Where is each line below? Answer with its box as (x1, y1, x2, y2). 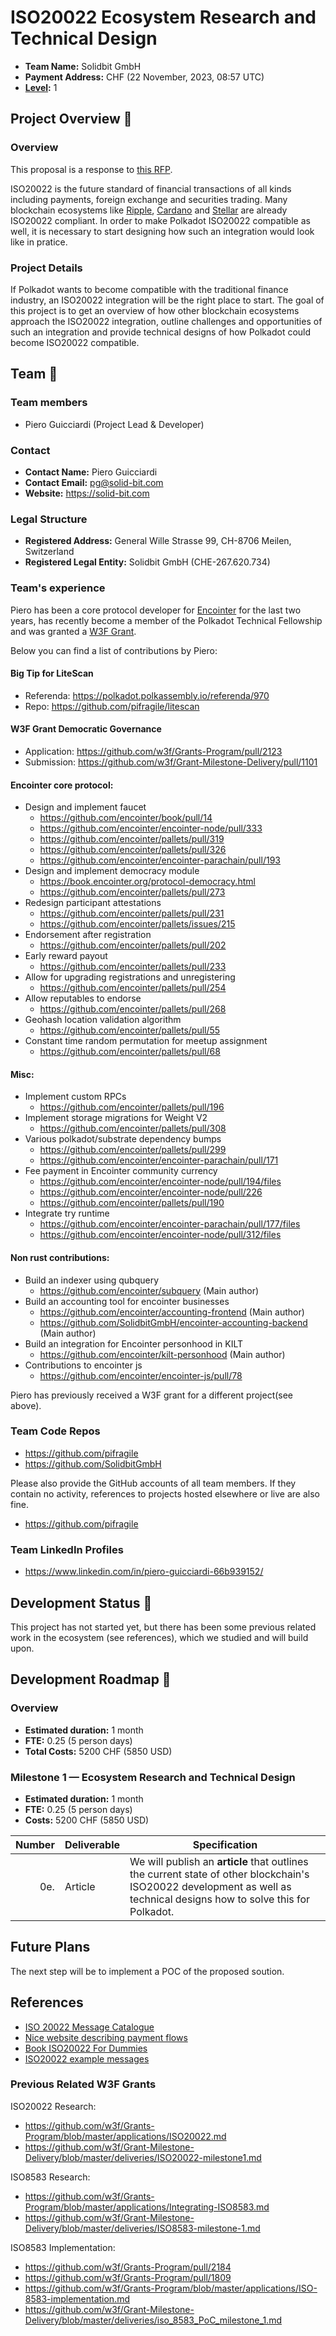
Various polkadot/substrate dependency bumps (24, 1133, 222, 1145)
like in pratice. (10, 236, 68, 248)
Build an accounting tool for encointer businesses (24, 1295, 230, 1307)
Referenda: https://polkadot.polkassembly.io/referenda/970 (24, 689, 270, 701)
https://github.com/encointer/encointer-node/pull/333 (39, 822, 263, 835)
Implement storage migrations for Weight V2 (24, 1112, 208, 1124)
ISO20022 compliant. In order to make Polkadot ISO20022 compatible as (10, 214, 311, 226)
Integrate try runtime (24, 1207, 110, 1220)
